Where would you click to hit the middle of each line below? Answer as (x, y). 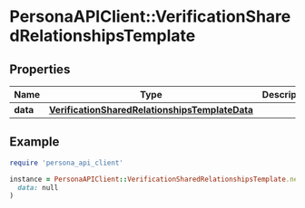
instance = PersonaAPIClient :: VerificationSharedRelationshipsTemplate (148, 179)
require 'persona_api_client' (67, 163)
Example (34, 142)
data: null (38, 187)
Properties (40, 69)
